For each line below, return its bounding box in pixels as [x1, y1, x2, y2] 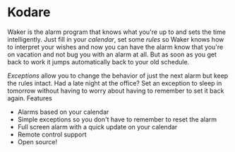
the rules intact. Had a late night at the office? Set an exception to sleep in [7, 78, 222, 87]
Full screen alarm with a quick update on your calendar [17, 122, 178, 131]
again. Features [7, 93, 53, 103]
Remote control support [17, 130, 87, 139]
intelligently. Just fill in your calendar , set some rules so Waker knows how [7, 35, 224, 43]
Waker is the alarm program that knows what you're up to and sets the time [7, 28, 226, 36]
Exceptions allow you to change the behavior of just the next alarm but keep [7, 71, 229, 80]
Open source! [17, 137, 58, 146]
